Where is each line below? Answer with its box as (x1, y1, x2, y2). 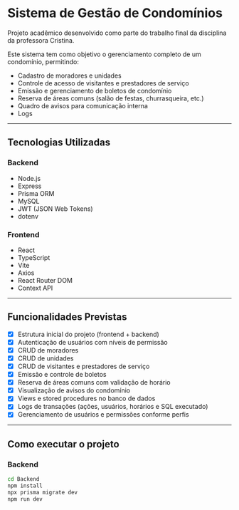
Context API (17, 283, 53, 292)
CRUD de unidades (17, 354, 74, 363)
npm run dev (7, 495, 43, 503)
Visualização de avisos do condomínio (17, 386, 131, 395)
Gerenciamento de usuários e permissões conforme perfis (17, 410, 190, 419)
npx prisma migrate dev (7, 489, 78, 496)
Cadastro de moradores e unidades (17, 71, 122, 80)
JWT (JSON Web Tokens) (17, 204, 94, 213)
